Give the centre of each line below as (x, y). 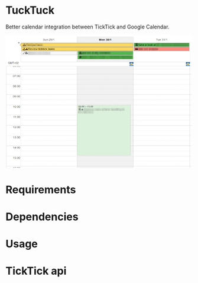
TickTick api (36, 271)
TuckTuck (30, 10)
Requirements (41, 190)
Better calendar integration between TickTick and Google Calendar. (87, 27)
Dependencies (42, 217)
